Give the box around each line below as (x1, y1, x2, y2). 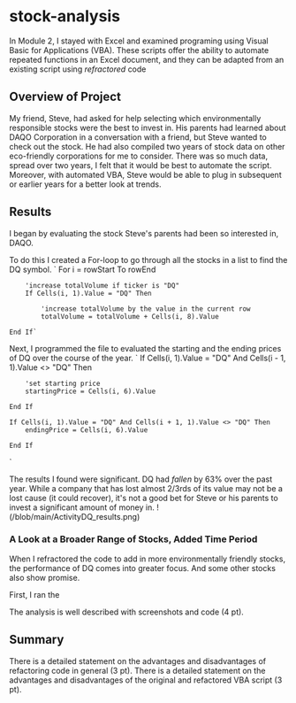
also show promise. (9, 572, 80, 583)
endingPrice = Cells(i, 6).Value (25, 425, 148, 435)
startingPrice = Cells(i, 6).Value (25, 387, 156, 396)
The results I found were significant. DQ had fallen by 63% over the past (9, 474, 273, 484)
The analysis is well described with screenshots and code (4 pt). (9, 606, 245, 617)
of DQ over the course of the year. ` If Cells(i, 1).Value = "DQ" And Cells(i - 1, (9, 352, 286, 363)
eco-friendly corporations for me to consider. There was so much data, (9, 151, 268, 161)
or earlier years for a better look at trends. (9, 179, 162, 189)
